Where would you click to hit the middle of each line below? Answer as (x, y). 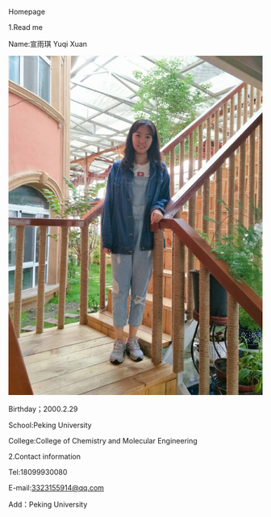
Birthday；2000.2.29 (43, 409)
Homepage (27, 12)
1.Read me (25, 27)
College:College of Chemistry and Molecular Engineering (103, 441)
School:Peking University (50, 425)
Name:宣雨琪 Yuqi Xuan (48, 44)
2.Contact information (44, 456)
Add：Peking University (48, 504)
